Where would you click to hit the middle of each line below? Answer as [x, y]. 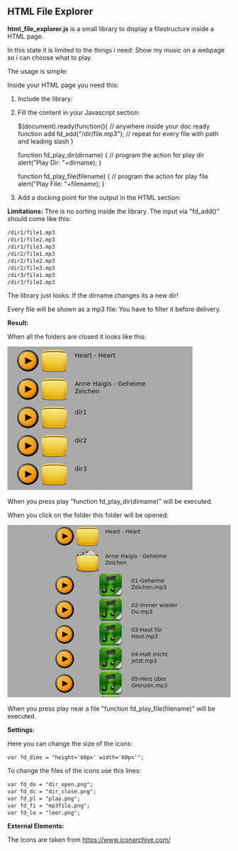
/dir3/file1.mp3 [31, 275]
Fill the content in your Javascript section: [79, 112]
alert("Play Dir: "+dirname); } [59, 162]
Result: [18, 322]
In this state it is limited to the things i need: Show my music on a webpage [116, 50]
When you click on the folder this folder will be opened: [88, 515]
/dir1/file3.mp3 [31, 247]
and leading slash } [45, 141]
